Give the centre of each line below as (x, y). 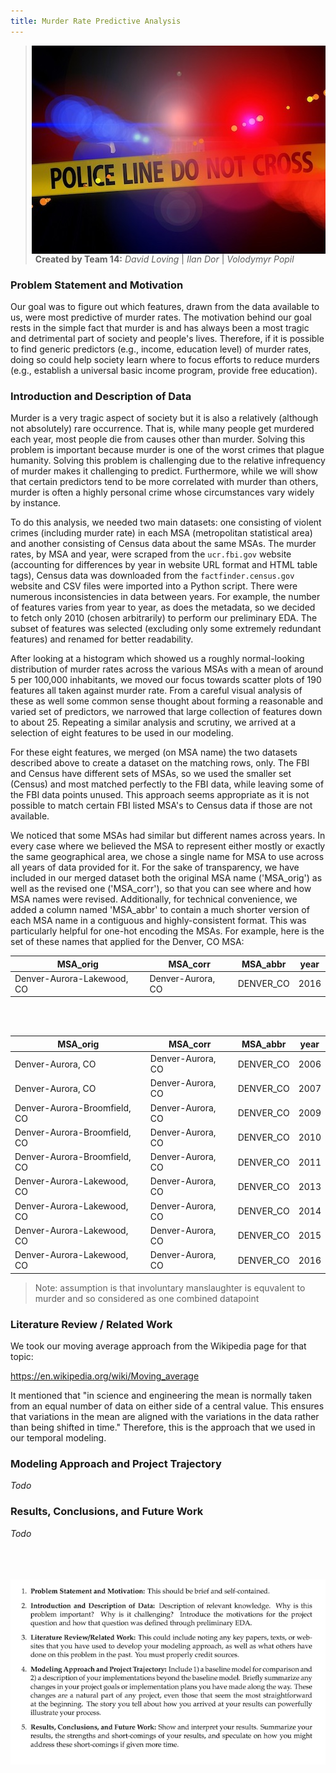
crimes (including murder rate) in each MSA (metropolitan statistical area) (161, 533)
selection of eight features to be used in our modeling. (122, 733)
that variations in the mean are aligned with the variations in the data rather (165, 1417)
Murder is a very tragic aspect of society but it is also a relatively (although (164, 418)
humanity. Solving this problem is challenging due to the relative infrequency (168, 461)
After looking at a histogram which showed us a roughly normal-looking (157, 659)
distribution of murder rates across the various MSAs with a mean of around (167, 669)
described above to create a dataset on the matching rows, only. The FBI (160, 763)
